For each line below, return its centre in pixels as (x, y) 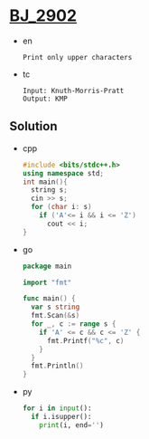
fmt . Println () (57, 366)
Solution (33, 126)
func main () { (49, 299)
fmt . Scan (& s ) (56, 316)
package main (47, 266)
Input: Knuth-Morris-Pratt (73, 91)
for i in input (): (57, 408)
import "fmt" (47, 282)
